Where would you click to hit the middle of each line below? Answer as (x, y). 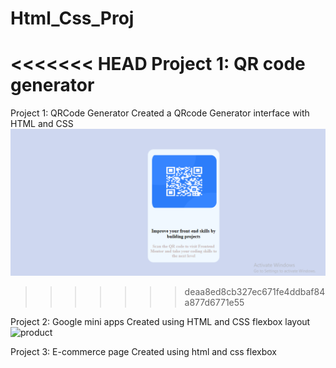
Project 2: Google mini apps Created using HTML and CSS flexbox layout (160, 321)
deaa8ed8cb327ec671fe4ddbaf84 (255, 291)
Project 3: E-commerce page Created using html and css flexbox (143, 351)
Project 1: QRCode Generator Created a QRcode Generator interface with (160, 113)
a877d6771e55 (214, 302)
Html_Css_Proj (72, 18)
